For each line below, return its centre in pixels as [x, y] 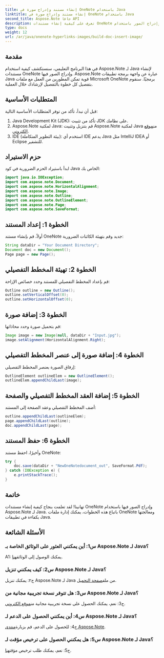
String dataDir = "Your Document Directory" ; [52, 245]
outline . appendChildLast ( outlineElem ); [46, 417]
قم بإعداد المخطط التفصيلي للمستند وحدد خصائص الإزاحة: [57, 281]
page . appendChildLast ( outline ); [38, 421]
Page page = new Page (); [30, 254]
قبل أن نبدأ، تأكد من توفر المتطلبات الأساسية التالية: [51, 111]
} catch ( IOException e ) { [32, 471]
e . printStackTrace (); [36, 475]
